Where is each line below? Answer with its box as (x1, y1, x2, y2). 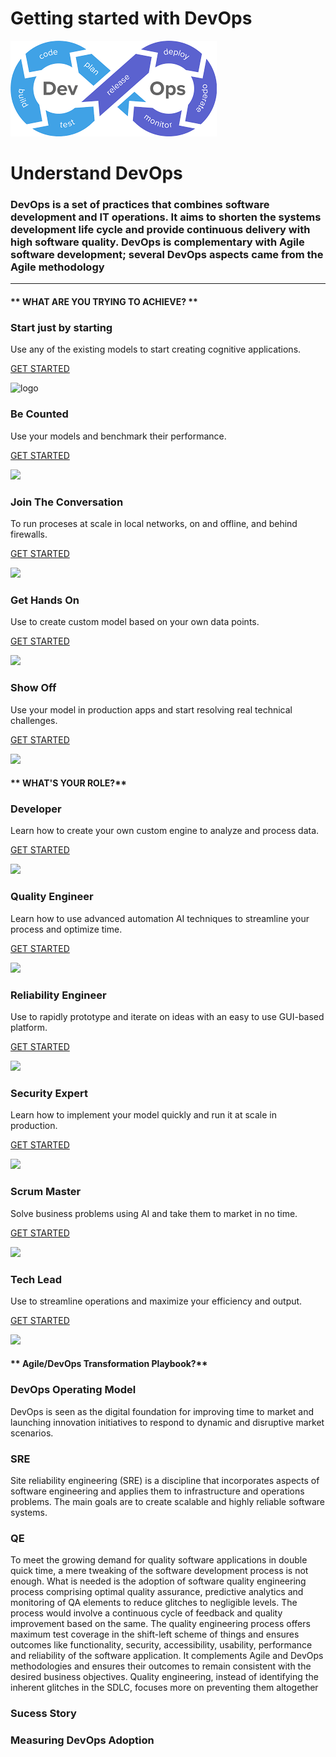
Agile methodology (10, 260, 105, 274)
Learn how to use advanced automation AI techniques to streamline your (10, 912, 310, 924)
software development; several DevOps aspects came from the (10, 248, 324, 262)
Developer (10, 802, 62, 816)
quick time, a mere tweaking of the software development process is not (10, 1565, 309, 1577)
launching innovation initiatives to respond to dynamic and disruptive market (10, 1416, 325, 1428)
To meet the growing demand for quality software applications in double (10, 1554, 308, 1566)
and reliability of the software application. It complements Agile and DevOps (10, 1650, 324, 1662)
